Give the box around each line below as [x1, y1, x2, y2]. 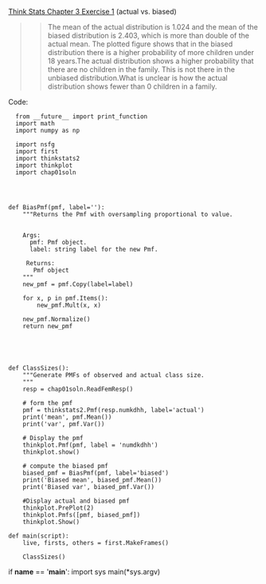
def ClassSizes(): [8, 364, 69, 372]
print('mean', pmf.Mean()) [22, 413, 112, 421]
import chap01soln [15, 169, 77, 177]
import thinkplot [15, 161, 73, 169]
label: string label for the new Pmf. [29, 245, 158, 253]
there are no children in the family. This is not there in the [47, 65, 235, 74]
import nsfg [15, 141, 56, 149]
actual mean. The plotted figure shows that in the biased [47, 39, 233, 49]
